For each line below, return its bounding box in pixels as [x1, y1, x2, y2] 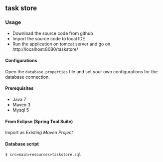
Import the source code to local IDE [12, 35, 86, 41]
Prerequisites [5, 85, 34, 91]
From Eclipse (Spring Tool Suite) [5, 118, 73, 124]
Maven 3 [12, 102, 31, 108]
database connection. [5, 74, 50, 80]
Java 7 [12, 97, 26, 103]
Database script [5, 141, 39, 147]
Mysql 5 [12, 107, 29, 113]
